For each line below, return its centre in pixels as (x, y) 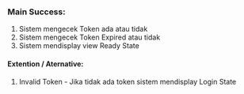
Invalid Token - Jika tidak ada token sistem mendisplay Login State (128, 81)
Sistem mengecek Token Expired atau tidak (90, 37)
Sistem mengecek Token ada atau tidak (83, 29)
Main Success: (36, 12)
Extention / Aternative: (46, 64)
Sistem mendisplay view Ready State (79, 46)
